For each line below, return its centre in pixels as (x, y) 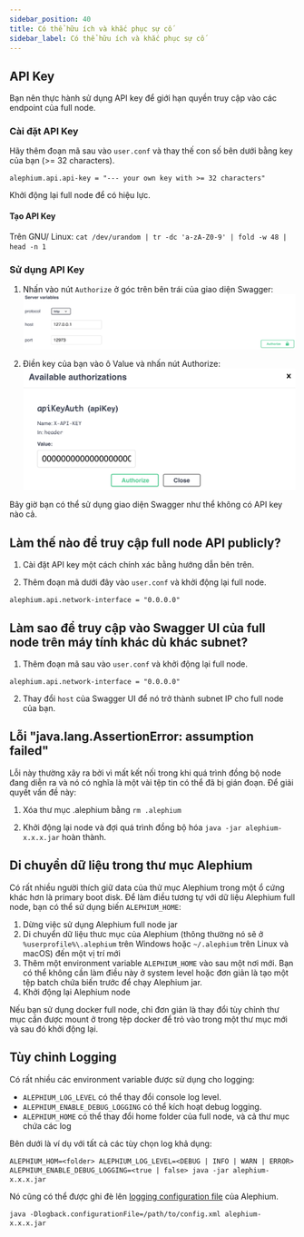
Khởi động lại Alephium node (76, 992)
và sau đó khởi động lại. (54, 1029)
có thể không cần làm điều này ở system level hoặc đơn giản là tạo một (155, 973)
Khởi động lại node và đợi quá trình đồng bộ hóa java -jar (132, 827)
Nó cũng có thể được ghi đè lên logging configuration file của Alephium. (144, 1196)
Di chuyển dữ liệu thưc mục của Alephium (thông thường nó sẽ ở (143, 934)
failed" (29, 751)
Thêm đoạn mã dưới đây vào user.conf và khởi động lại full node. (144, 582)
